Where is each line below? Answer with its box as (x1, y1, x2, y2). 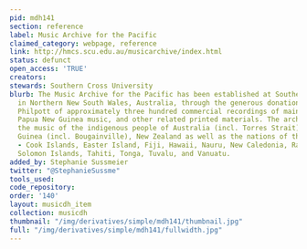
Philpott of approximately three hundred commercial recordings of (17, 107, 281, 116)
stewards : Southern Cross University (9, 81, 153, 90)
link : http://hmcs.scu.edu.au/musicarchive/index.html (9, 47, 223, 57)
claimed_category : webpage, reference (9, 38, 157, 48)
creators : (9, 73, 48, 82)
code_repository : (9, 183, 76, 192)
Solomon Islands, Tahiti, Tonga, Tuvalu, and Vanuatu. (17, 149, 231, 158)
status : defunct (9, 56, 71, 65)
